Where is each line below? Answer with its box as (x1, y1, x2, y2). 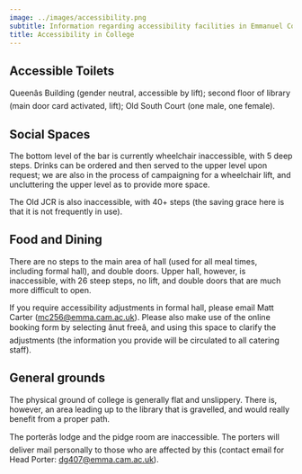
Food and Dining (9, 232, 103, 247)
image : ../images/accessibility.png (9, 13, 147, 22)
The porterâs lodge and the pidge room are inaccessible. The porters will (9, 431, 280, 442)
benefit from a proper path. (9, 413, 111, 424)
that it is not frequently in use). (9, 206, 123, 217)
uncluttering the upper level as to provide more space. (9, 179, 210, 190)
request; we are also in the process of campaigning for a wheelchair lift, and (9, 170, 291, 180)
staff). (9, 344, 31, 355)
